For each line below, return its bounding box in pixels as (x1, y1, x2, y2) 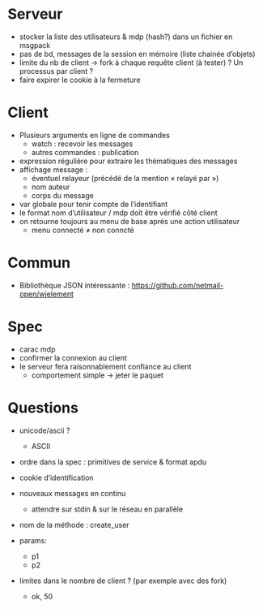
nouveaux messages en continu (19, 488, 126, 498)
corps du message (31, 190, 94, 200)
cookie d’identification (19, 473, 94, 482)
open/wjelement (19, 289, 74, 299)
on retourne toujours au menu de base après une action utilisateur (19, 216, 240, 226)
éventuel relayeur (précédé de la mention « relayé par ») (31, 173, 219, 183)
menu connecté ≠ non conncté (31, 225, 134, 235)
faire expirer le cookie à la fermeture (19, 75, 141, 84)
